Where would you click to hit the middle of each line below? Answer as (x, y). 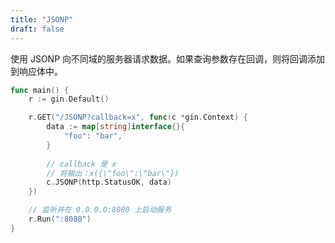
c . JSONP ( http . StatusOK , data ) (109, 182)
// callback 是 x (81, 164)
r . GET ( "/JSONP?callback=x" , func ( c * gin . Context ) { (138, 117)
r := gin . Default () (69, 99)
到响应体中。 (36, 71)
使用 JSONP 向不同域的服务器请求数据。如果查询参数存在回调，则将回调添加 (168, 58)
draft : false (37, 29)
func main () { (40, 90)
